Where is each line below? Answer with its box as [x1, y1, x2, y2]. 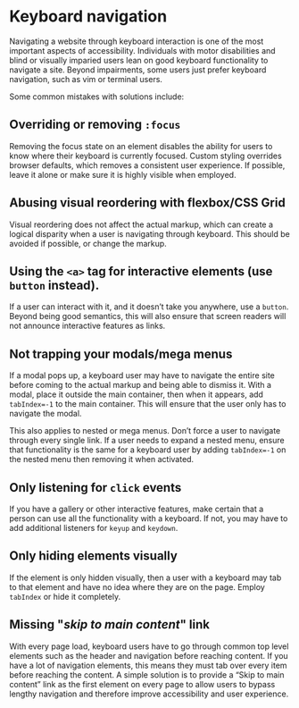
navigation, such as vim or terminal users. [9, 73, 163, 84]
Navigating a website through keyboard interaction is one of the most [9, 36, 264, 46]
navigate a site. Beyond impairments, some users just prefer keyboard [9, 64, 267, 75]
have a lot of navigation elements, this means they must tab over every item [9, 660, 287, 670]
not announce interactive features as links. [9, 320, 166, 332]
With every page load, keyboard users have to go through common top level [9, 641, 289, 652]
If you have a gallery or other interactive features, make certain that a [9, 503, 264, 514]
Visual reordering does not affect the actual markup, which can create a [9, 219, 274, 230]
